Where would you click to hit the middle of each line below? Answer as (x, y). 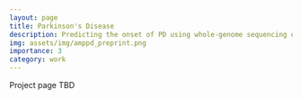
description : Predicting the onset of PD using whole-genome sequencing (148, 34)
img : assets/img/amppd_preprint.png (78, 43)
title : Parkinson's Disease (62, 26)
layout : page (34, 18)
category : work (38, 59)
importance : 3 (36, 51)
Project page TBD (42, 85)
